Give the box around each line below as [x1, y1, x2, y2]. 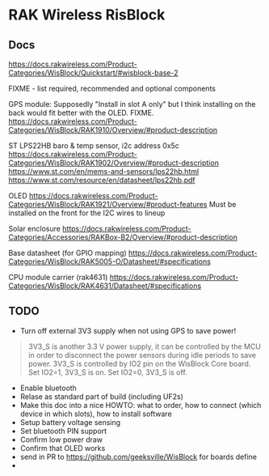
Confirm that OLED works [19, 443, 106, 453]
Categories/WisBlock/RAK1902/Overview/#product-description [8, 158, 220, 168]
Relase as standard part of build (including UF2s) [19, 391, 183, 402]
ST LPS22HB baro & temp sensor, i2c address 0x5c [8, 141, 180, 151]
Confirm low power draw [19, 435, 103, 444]
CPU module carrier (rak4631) [8, 273, 108, 282]
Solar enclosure [8, 224, 61, 233]
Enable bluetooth [19, 383, 77, 393]
